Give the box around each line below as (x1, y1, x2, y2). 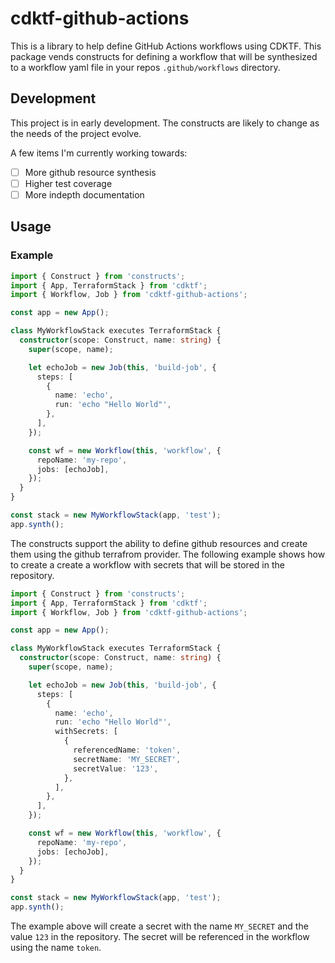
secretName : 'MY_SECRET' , (73, 754, 182, 764)
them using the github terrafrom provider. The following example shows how (10, 548, 326, 560)
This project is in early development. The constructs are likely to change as (10, 117, 320, 129)
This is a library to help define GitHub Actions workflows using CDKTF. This (10, 40, 322, 52)
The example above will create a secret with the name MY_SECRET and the (10, 920, 309, 932)
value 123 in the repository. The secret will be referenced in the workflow (10, 931, 310, 942)
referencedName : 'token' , (73, 745, 182, 755)
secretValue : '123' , (73, 763, 159, 774)
